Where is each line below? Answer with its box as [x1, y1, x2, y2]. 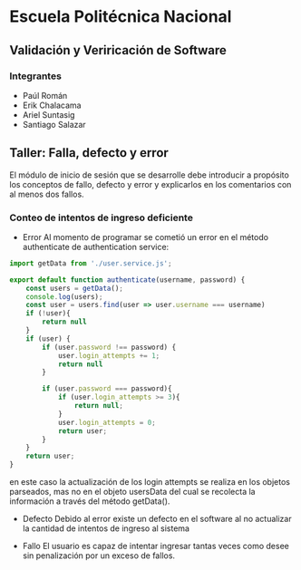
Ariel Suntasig [22, 109, 75, 120]
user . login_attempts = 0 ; [57, 418, 156, 427]
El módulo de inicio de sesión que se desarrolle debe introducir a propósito [9, 169, 290, 180]
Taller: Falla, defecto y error [9, 145, 170, 160]
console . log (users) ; [25, 292, 103, 301]
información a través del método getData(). [9, 496, 170, 507]
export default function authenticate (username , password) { [9, 275, 246, 285]
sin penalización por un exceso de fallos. [22, 550, 175, 561]
